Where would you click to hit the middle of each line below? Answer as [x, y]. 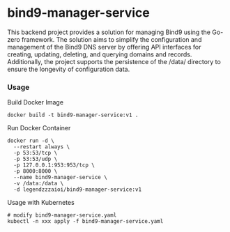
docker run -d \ [31, 141]
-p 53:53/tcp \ [36, 153]
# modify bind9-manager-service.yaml [62, 215]
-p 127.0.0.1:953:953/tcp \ [54, 165]
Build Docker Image [36, 102]
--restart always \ [42, 147]
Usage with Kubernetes [41, 203]
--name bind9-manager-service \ [61, 178]
